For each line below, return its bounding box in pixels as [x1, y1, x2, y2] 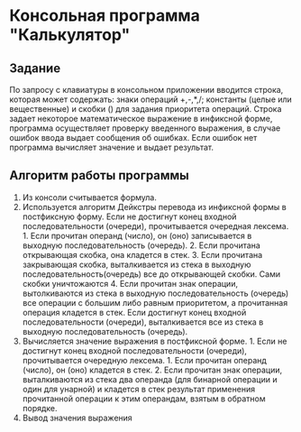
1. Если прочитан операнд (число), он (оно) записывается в [22, 230, 252, 241]
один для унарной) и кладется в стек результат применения [22, 383, 255, 394]
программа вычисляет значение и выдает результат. [9, 142, 214, 152]
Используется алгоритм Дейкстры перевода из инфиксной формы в [22, 201, 287, 212]
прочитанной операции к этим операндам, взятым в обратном [22, 393, 266, 404]
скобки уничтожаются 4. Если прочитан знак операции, [22, 278, 239, 289]
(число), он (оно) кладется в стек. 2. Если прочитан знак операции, [22, 364, 282, 375]
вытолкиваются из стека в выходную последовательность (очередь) [22, 288, 289, 299]
